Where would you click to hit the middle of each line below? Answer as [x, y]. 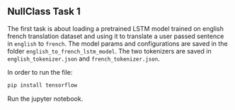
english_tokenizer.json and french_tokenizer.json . [84, 59]
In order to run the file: [40, 72]
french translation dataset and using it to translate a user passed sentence [116, 36]
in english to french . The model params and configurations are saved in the [117, 43]
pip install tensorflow [42, 85]
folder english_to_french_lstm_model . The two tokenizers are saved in [109, 51]
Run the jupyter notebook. [45, 99]
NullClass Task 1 [44, 12]
